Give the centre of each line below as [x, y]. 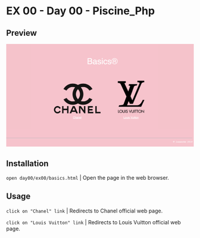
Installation [27, 163]
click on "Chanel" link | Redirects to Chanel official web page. [85, 211]
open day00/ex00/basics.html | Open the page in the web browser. [88, 177]
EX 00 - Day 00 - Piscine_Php [81, 11]
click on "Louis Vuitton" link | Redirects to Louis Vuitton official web [94, 222]
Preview [22, 33]
